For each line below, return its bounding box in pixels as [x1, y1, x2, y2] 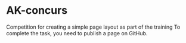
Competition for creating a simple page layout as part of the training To [6, 23, 181, 30]
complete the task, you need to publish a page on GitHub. [6, 29, 148, 36]
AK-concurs [6, 4, 68, 17]
